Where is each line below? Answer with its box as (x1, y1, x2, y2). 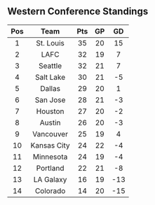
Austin (39, 118, 61, 127)
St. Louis (36, 38, 65, 48)
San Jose (34, 94, 66, 104)
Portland (36, 163, 65, 173)
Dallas (39, 83, 61, 93)
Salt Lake (34, 72, 66, 82)
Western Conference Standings (7, 6, 149, 17)
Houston (36, 106, 65, 116)
